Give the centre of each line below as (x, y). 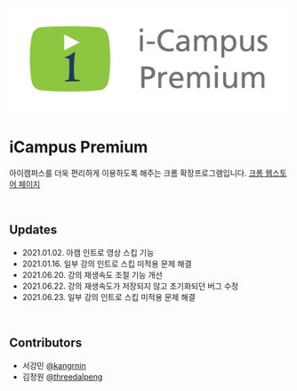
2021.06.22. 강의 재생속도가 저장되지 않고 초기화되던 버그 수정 (130, 286)
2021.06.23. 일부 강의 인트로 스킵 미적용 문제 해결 (108, 297)
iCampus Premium (79, 147)
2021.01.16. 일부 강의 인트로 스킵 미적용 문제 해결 (107, 264)
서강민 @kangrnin (54, 365)
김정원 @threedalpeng (62, 377)
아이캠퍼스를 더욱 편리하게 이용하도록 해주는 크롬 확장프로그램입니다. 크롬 (136, 173)
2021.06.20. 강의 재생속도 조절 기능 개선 (92, 274)
